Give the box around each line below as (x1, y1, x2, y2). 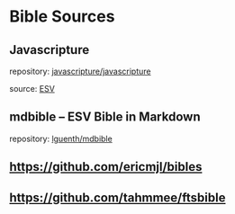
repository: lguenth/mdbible (9, 133, 113, 144)
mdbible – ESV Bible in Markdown (9, 110, 201, 125)
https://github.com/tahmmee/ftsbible (9, 190, 226, 205)
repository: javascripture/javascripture (9, 66, 151, 76)
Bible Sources (9, 6, 115, 27)
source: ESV (9, 84, 56, 94)
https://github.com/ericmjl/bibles (9, 159, 203, 174)
